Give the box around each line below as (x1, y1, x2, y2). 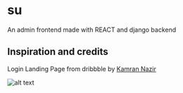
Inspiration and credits (7, 46, 109, 58)
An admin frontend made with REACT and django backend (7, 25, 177, 34)
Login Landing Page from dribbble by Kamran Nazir (7, 64, 156, 73)
